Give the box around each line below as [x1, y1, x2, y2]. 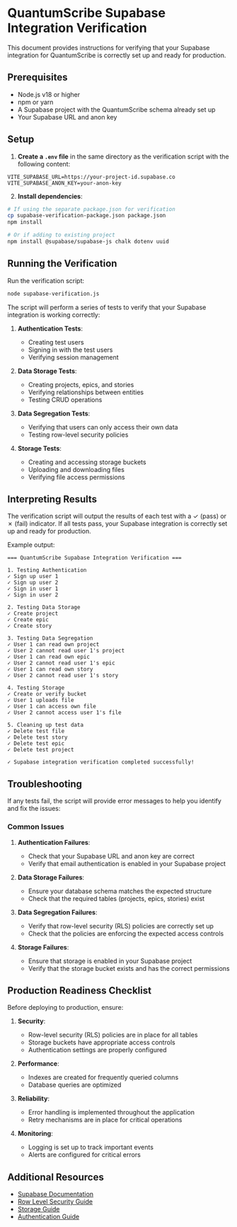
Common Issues [7, 822, 65, 832]
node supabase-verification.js [7, 290, 100, 297]
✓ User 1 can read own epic [7, 653, 91, 661]
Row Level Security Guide [17, 1197, 93, 1206]
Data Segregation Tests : [17, 409, 91, 417]
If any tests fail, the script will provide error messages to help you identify [7, 797, 221, 805]
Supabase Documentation [17, 1190, 94, 1199]
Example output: [7, 541, 55, 549]
